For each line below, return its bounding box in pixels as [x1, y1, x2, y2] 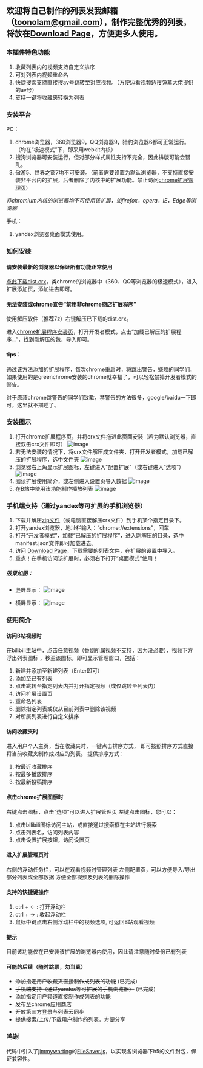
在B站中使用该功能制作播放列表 [15, 485, 93, 492]
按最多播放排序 [15, 771, 53, 778]
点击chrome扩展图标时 [6, 793, 64, 800]
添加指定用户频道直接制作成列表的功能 [15, 993, 111, 1000]
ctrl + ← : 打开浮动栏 [15, 903, 67, 910]
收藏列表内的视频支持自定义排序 [15, 63, 95, 71]
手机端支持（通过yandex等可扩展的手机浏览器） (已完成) [15, 985, 156, 993]
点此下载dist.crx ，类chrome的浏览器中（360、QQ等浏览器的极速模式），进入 [6, 278, 198, 285]
